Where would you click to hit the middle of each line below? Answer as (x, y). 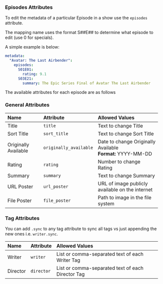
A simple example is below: (32, 47)
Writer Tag (68, 260)
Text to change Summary (126, 176)
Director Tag (71, 274)
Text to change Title (120, 125)
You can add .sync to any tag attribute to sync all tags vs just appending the (81, 229)
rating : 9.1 (35, 74)
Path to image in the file (125, 197)
